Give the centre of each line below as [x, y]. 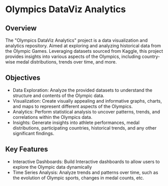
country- [151, 56]
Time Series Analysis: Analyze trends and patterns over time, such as [86, 172]
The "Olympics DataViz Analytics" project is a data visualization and [77, 40]
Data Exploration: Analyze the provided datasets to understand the [82, 90]
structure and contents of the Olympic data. [58, 96]
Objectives [23, 78]
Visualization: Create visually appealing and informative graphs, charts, [87, 101]
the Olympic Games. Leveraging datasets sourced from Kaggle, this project [84, 51]
